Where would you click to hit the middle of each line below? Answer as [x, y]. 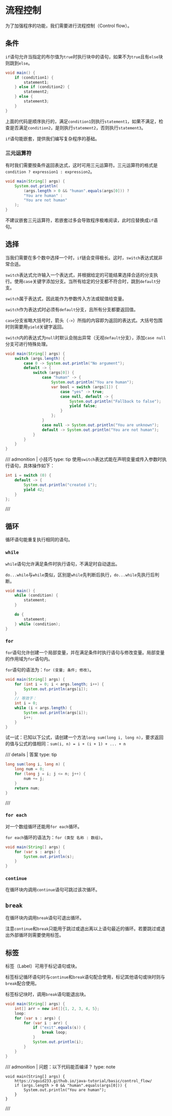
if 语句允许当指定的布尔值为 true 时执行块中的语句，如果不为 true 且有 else [82, 56]
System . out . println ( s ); [49, 856]
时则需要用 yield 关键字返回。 [36, 327]
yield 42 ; [34, 489]
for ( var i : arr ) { [46, 1023]
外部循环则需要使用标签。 [37, 935]
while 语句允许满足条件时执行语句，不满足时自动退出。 [63, 564]
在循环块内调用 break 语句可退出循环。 [45, 918]
